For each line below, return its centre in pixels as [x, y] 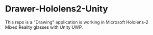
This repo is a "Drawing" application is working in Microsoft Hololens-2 [77, 22]
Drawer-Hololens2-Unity [57, 9]
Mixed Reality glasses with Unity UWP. [44, 27]
